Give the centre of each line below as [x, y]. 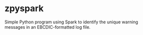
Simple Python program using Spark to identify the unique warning [71, 22]
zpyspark [24, 9]
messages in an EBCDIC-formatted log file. [48, 27]
